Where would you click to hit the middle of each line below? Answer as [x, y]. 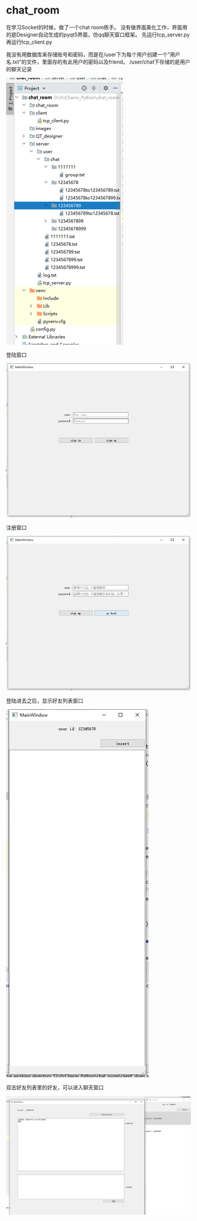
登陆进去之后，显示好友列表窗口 [45, 700]
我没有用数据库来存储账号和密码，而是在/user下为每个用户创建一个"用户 [93, 54]
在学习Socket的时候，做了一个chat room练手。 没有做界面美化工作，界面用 [97, 27]
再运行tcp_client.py [29, 42]
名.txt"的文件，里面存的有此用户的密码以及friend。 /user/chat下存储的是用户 [98, 62]
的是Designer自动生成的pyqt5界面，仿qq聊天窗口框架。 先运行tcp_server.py [98, 34]
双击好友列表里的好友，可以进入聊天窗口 [55, 1087]
